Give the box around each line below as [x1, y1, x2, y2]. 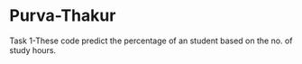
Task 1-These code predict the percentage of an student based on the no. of [9, 35, 293, 46]
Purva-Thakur [9, 5, 116, 26]
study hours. [9, 44, 57, 55]
